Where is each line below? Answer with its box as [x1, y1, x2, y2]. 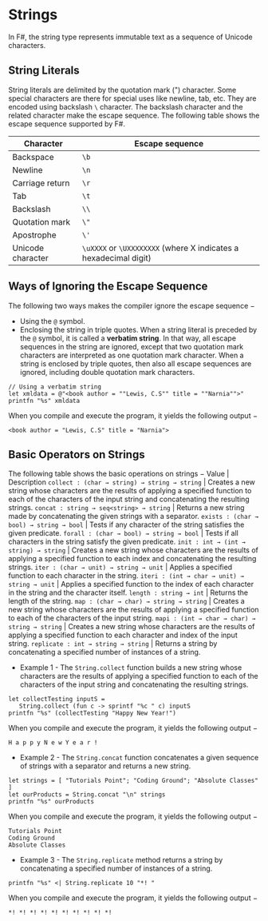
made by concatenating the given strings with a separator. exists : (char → [8, 512, 259, 521]
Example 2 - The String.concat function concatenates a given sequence [19, 753, 259, 763]
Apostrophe [12, 229, 57, 241]
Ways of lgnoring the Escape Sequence [8, 280, 208, 293]
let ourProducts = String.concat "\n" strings [8, 791, 166, 799]
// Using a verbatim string [8, 382, 102, 391]
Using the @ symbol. [19, 316, 85, 325]
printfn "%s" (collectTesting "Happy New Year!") [8, 709, 177, 717]
